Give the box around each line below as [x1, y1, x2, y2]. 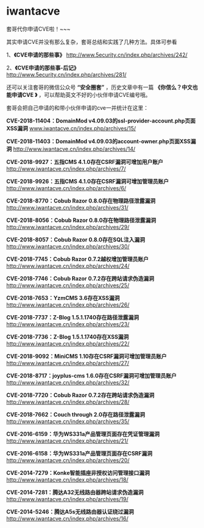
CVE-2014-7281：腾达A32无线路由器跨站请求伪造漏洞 [6, 488, 144, 496]
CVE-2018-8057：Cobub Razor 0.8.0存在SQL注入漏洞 [6, 236, 145, 243]
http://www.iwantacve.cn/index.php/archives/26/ [6, 301, 130, 309]
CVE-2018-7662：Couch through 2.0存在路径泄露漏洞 [6, 410, 145, 418]
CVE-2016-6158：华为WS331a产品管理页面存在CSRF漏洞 [6, 449, 153, 457]
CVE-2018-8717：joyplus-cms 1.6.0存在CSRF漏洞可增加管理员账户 [6, 372, 177, 379]
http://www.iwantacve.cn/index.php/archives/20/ [6, 456, 130, 464]
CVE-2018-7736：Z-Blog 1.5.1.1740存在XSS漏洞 [6, 333, 129, 340]
